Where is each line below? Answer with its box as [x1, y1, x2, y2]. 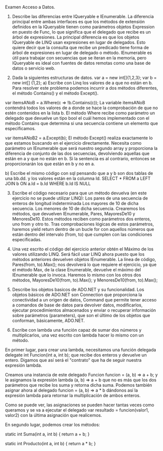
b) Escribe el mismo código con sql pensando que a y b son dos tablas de [5, 170, 153, 176]
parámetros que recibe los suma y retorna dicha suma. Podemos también [5, 382, 152, 388]
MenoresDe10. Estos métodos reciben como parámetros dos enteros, [12, 216, 151, 222]
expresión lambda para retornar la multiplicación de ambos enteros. [5, 393, 141, 398]
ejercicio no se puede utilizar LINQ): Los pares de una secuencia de [12, 195, 148, 201]
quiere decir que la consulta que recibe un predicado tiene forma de [12, 45, 149, 50]
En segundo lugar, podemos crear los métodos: [5, 422, 100, 428]
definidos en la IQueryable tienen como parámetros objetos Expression [12, 24, 155, 30]
